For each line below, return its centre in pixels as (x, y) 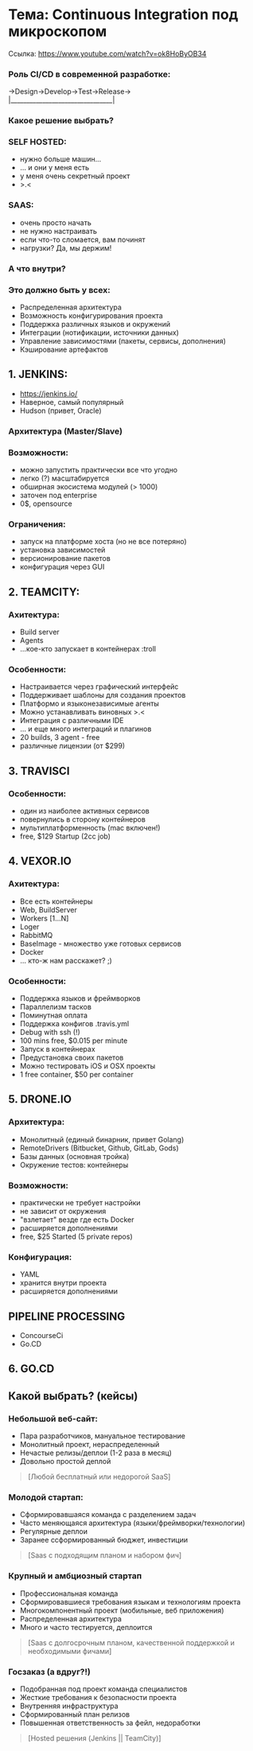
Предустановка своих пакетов (72, 1057)
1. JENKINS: (38, 374)
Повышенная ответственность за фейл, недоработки (110, 1723)
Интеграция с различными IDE (72, 721)
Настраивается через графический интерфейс (99, 687)
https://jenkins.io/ (49, 393)
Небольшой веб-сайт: (53, 1418)
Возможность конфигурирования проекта (91, 315)
